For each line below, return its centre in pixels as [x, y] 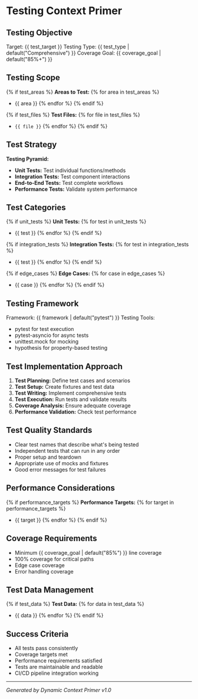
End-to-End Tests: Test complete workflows [69, 183]
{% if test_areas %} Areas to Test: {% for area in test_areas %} [83, 92]
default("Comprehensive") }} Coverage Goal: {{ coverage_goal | [83, 53]
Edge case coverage [39, 565]
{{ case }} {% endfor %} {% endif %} [60, 285]
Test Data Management [50, 590]
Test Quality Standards [49, 430]
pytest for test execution [44, 329]
